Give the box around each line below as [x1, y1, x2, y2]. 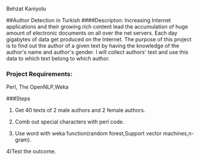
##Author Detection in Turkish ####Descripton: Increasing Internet [6, 17, 171, 23]
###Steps [6, 95, 31, 102]
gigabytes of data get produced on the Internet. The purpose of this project [6, 36, 192, 43]
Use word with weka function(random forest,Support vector [14, 130, 162, 137]
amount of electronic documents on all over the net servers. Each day [6, 29, 178, 37]
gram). [14, 136, 32, 143]
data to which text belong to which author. [6, 55, 110, 62]
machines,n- [163, 130, 194, 137]
